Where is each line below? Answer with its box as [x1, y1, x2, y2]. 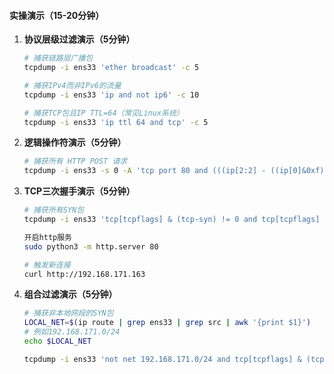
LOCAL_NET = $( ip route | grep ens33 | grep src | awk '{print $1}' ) [23, 318, 312, 328]
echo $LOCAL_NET [23, 336, 92, 347]
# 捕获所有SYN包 [23, 205, 85, 215]
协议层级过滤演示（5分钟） [23, 33, 136, 45]
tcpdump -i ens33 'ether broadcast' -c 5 [23, 63, 200, 73]
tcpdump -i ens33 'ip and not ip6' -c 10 [23, 90, 200, 100]
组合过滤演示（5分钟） [23, 288, 118, 300]
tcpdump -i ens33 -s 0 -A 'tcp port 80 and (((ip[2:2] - [23, 166, 267, 176]
